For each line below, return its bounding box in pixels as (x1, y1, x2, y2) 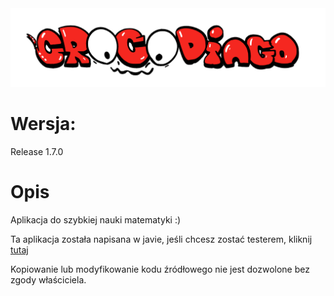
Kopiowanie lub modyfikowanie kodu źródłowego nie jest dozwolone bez (10, 263, 310, 275)
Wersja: (10, 113, 77, 136)
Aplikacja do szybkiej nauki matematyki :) (10, 213, 182, 226)
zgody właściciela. (10, 273, 87, 286)
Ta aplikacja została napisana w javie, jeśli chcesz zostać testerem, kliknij (10, 233, 313, 245)
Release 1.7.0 (10, 145, 64, 157)
